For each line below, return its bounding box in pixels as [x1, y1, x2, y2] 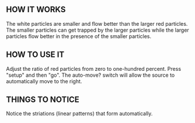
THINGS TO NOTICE [6, 95, 80, 105]
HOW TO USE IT [6, 50, 65, 60]
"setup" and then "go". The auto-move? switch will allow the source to [6, 71, 175, 78]
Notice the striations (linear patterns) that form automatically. [6, 110, 153, 117]
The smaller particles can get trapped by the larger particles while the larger [6, 26, 190, 33]
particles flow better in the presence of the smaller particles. [6, 32, 152, 40]
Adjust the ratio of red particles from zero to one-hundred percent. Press [6, 65, 182, 72]
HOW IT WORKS [6, 5, 66, 15]
